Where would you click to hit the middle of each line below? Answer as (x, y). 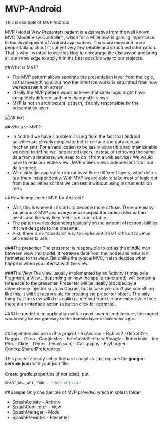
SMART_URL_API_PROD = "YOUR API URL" (43, 383)
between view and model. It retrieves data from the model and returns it (77, 253)
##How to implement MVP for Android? (45, 198)
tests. (18, 188)
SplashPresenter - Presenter (41, 417)
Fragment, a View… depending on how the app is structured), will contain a (80, 278)
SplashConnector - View (37, 407)
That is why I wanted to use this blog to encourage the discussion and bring (81, 53)
